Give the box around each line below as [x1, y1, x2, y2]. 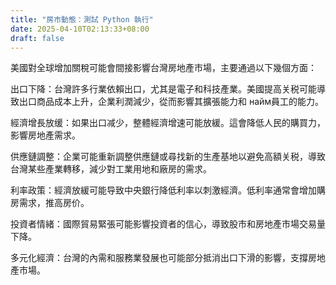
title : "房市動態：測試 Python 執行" [10, 14, 154, 25]
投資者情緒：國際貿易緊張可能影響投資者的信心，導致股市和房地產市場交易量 [10, 218, 326, 230]
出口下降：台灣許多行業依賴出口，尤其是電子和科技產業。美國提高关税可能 [10, 83, 317, 95]
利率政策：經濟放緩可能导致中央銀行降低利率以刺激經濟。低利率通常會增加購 [10, 184, 326, 196]
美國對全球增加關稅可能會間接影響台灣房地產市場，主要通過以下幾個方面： [10, 62, 317, 74]
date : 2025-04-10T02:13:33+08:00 [10, 24, 150, 34]
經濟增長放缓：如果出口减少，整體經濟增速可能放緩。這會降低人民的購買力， [10, 117, 326, 129]
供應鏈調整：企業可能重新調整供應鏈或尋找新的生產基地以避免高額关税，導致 [10, 151, 326, 163]
